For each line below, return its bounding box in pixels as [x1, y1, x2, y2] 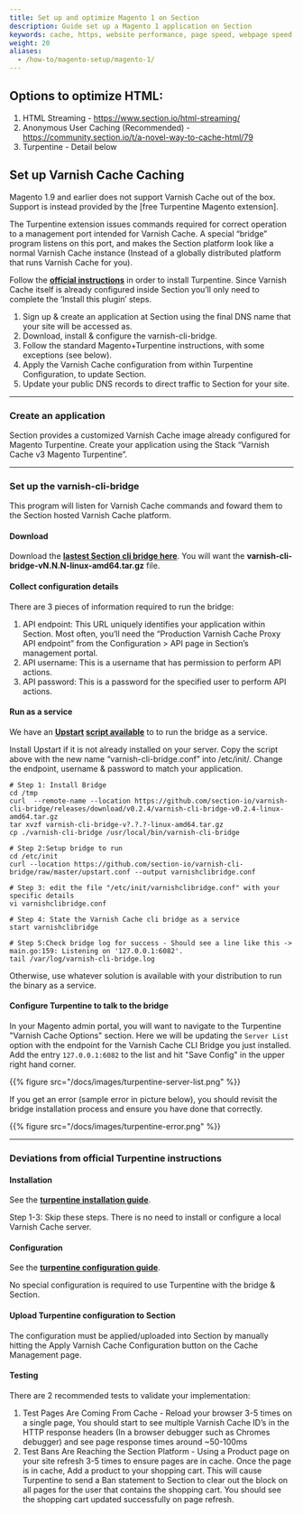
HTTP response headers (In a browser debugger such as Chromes [22, 1426, 271, 1437]
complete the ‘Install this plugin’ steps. [9, 293, 151, 304]
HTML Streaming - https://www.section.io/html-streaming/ [22, 112, 241, 123]
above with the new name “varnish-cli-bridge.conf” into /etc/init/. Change [9, 753, 283, 764]
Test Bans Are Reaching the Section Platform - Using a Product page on [22, 1445, 290, 1456]
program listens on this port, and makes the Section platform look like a [9, 237, 274, 248]
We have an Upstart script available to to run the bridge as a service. [9, 726, 268, 737]
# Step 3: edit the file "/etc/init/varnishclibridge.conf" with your [9, 883, 280, 892]
